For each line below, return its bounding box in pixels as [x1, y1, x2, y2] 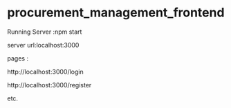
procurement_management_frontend [7, 5, 225, 21]
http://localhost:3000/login [7, 67, 84, 76]
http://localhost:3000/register [7, 80, 92, 89]
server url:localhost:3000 [7, 41, 80, 49]
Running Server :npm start [7, 28, 82, 36]
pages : [7, 54, 29, 63]
